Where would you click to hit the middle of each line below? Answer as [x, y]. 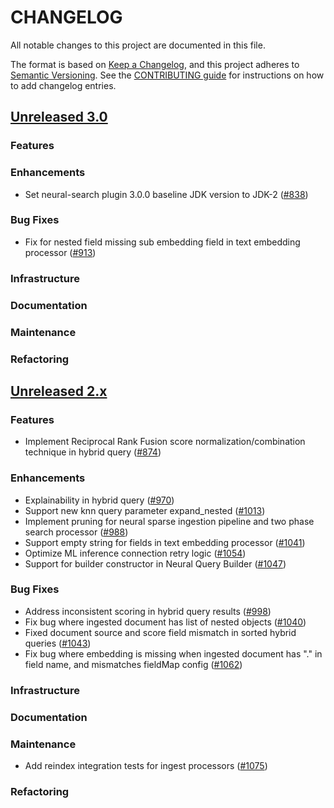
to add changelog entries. [63, 85]
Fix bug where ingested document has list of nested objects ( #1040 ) [165, 622]
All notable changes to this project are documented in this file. [138, 45]
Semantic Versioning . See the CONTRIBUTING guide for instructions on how [167, 75]
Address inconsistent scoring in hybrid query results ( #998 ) [148, 611]
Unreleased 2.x [59, 391]
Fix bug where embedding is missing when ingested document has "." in [173, 653]
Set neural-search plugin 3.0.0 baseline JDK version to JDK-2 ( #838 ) [166, 194]
